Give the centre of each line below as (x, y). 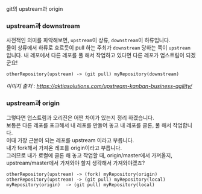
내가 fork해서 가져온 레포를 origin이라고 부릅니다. (64, 148)
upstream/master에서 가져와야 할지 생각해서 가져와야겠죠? (76, 163)
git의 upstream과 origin (35, 9)
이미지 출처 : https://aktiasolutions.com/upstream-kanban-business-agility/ (99, 86)
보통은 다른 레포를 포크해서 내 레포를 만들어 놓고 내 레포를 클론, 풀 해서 (89, 125)
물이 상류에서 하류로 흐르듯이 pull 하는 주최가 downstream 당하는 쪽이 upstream (99, 48)
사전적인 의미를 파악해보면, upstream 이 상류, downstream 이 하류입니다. (88, 40)
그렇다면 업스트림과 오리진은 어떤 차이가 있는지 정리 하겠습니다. (80, 117)
